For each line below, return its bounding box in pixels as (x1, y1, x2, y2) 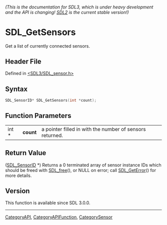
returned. (41, 132, 63, 139)
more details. (5, 172, 32, 178)
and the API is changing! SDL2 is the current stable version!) (5, 9, 129, 15)
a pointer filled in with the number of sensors (41, 125, 146, 132)
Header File (5, 57, 42, 65)
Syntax (5, 85, 28, 93)
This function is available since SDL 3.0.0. (5, 200, 90, 206)
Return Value (5, 149, 46, 157)
